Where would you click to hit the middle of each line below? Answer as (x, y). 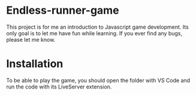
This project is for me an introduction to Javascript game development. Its (97, 27)
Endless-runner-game (63, 10)
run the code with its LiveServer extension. (59, 87)
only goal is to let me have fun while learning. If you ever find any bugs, (94, 33)
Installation (35, 64)
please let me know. (31, 39)
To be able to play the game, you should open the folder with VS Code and (98, 80)
